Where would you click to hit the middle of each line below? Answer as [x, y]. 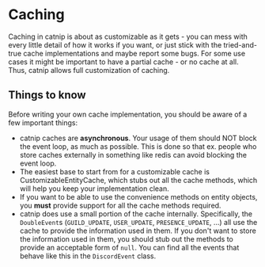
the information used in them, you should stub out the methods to [126, 238]
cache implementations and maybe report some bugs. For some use [134, 53]
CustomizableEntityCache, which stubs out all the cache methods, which [138, 180]
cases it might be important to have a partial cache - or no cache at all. [123, 62]
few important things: [43, 122]
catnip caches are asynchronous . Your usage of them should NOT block [138, 138]
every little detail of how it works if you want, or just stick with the [115, 44]
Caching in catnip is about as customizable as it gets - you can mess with [128, 36]
